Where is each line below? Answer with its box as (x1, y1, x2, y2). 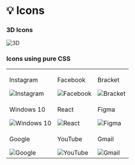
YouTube (57, 135, 83, 143)
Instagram (9, 75, 38, 84)
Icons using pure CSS (6, 55, 71, 63)
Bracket (97, 75, 120, 84)
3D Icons (6, 25, 33, 34)
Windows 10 (9, 105, 45, 113)
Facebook (57, 75, 86, 84)
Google (9, 135, 30, 143)
